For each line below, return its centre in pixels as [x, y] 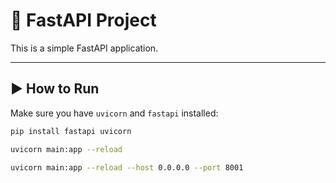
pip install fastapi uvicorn [71, 131]
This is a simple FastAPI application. [84, 48]
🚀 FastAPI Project [83, 20]
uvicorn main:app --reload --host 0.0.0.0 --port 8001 [127, 167]
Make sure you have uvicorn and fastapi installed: [114, 113]
